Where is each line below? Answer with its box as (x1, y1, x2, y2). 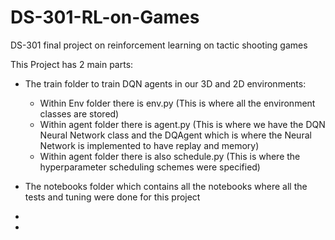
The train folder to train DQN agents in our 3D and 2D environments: (24, 77, 307, 90)
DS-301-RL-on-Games (10, 6, 200, 29)
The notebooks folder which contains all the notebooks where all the (24, 180, 308, 192)
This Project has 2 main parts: (10, 58, 134, 70)
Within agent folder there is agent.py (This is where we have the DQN (39, 118, 326, 130)
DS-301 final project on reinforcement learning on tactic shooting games (10, 39, 308, 51)
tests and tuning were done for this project (24, 191, 201, 203)
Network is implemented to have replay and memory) (39, 139, 260, 151)
